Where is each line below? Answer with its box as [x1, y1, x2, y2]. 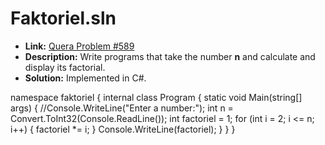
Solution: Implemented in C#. [24, 72, 147, 84]
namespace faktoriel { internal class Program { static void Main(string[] [10, 91, 303, 103]
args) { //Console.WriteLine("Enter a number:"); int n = [10, 102, 234, 114]
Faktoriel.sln [10, 7, 117, 30]
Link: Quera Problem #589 [24, 40, 135, 52]
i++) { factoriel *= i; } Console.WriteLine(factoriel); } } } [10, 123, 236, 135]
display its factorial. [24, 61, 106, 73]
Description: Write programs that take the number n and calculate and [24, 50, 316, 62]
